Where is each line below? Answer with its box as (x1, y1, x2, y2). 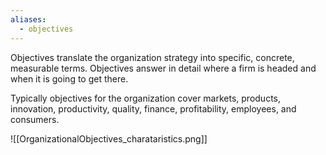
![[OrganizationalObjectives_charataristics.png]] (10, 132, 208, 145)
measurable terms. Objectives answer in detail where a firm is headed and (10, 62, 317, 74)
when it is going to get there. (10, 72, 129, 85)
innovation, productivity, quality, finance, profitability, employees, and (10, 102, 297, 115)
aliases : (10, 14, 47, 25)
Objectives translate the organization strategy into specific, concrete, (10, 51, 295, 63)
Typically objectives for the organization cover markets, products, (10, 92, 282, 104)
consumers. (10, 113, 60, 125)
